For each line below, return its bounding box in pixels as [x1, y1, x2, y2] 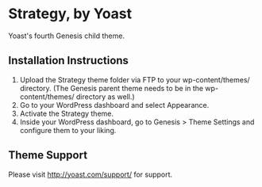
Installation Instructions [8, 54, 129, 67]
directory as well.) [75, 92, 135, 101]
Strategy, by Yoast [8, 5, 133, 23]
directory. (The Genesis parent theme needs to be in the [19, 83, 204, 93]
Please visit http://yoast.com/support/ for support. [8, 170, 173, 179]
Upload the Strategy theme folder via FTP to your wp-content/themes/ [19, 74, 250, 84]
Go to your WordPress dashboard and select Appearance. [19, 100, 210, 109]
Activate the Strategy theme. [19, 109, 114, 118]
